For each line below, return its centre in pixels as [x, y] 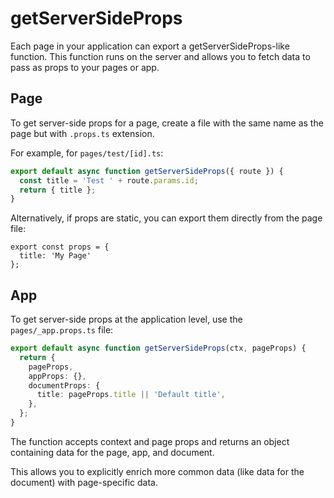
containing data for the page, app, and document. [112, 452]
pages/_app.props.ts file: [62, 330]
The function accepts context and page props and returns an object [150, 441]
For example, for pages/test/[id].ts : [87, 153]
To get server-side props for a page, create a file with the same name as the [167, 123]
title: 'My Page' [55, 256]
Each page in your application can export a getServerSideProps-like [150, 46]
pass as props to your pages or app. [85, 67]
